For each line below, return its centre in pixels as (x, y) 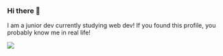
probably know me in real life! (49, 32)
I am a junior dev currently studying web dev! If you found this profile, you (111, 26)
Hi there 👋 (24, 11)
